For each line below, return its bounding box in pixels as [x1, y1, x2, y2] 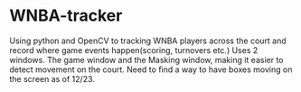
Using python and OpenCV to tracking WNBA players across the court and [9, 35, 287, 46]
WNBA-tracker [9, 5, 123, 26]
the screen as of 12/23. [9, 73, 95, 84]
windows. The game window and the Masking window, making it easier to [9, 54, 284, 65]
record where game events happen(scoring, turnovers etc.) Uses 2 [9, 44, 259, 55]
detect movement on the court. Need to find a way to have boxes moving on [9, 64, 293, 75]
